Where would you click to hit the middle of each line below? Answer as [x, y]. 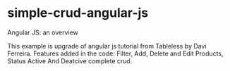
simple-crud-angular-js [78, 13]
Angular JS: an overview [43, 32]
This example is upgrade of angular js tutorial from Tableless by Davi [107, 46]
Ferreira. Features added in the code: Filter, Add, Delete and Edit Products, [115, 53]
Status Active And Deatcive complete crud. [70, 60]
